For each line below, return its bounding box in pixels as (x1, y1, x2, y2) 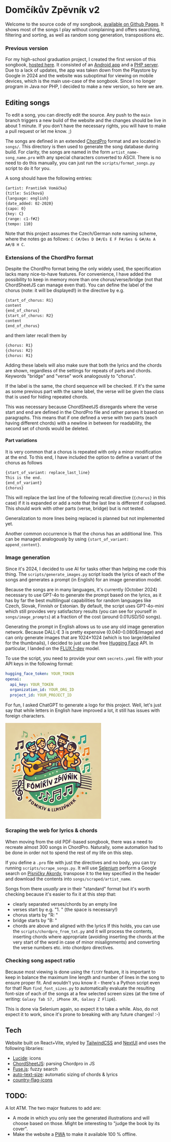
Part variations (5, 437, 37, 443)
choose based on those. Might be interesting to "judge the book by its (12, 1121, 160, 1127)
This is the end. (5, 475, 42, 480)
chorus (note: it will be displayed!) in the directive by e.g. (5, 287, 125, 294)
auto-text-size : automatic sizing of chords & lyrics (12, 1071, 118, 1078)
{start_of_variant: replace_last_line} (5, 470, 90, 475)
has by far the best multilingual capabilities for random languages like (5, 597, 152, 603)
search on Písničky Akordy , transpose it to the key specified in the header (5, 870, 160, 876)
